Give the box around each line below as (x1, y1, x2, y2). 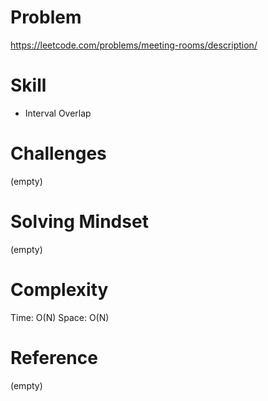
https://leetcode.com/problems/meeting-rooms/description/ (10, 39, 258, 51)
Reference (10, 346, 98, 369)
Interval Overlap (24, 107, 92, 119)
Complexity (10, 278, 109, 301)
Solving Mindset (10, 211, 149, 233)
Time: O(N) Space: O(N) (10, 311, 110, 323)
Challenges (10, 142, 107, 165)
